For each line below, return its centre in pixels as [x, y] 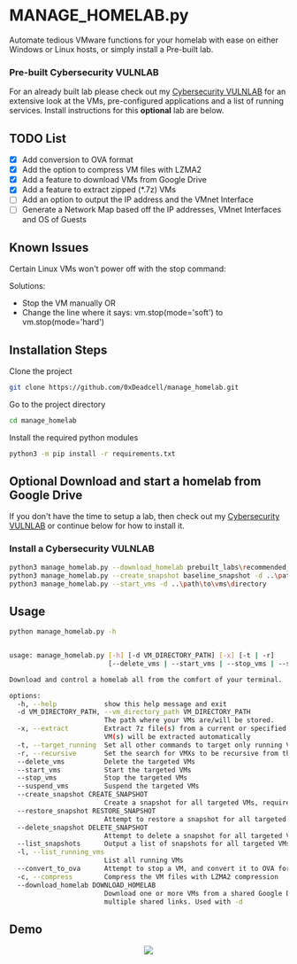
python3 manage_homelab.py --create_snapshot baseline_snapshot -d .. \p [146, 575]
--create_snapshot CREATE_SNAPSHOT [83, 795]
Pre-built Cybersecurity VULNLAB [84, 72]
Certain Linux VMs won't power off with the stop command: [118, 269]
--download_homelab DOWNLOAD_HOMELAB [87, 885]
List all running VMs [144, 860]
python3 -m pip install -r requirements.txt [92, 454]
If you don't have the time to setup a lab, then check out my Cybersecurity [145, 517]
